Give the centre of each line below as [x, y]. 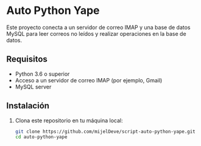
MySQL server [33, 87]
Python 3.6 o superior [42, 74]
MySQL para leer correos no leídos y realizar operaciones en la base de [97, 33]
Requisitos [27, 59]
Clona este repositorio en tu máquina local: [69, 120]
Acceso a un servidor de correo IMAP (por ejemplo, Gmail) [89, 80]
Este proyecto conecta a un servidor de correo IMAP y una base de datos [98, 27]
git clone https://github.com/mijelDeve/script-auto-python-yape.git [105, 131]
